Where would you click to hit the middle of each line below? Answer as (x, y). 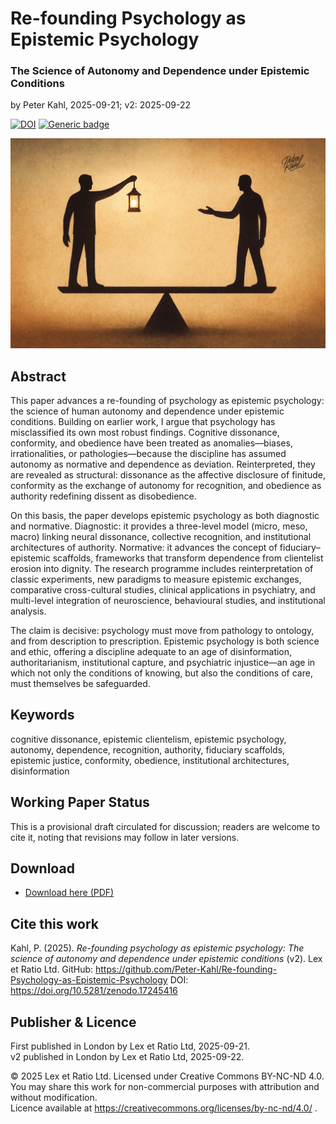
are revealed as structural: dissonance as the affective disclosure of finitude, (168, 474)
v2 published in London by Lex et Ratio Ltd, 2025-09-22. (127, 1057)
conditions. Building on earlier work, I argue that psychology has (143, 421)
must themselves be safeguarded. (80, 683)
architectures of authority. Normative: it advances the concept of (144, 547)
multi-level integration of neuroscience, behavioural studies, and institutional (168, 600)
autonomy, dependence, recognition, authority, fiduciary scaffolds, (148, 749)
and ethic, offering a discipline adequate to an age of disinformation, (151, 651)
